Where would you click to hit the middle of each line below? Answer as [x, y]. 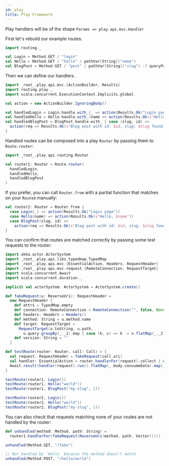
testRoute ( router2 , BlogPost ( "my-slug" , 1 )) [53, 407]
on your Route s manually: [31, 198]
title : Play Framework [29, 15]
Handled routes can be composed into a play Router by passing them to [79, 141]
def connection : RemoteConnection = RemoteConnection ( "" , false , [84, 310]
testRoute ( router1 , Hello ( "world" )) [44, 384]
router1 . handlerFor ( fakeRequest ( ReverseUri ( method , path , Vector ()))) [85, 436]
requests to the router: [28, 245]
